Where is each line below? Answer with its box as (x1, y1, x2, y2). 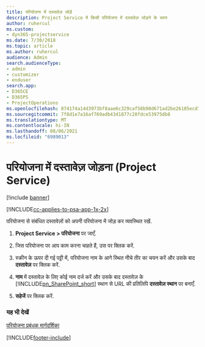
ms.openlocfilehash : (6, 105, 59, 112)
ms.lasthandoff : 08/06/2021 (6, 128, 78, 134)
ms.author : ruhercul (6, 49, 59, 55)
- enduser (6, 77, 32, 83)
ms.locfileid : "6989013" (6, 134, 70, 141)
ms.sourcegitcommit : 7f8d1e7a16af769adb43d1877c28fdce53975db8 (6, 111, 171, 117)
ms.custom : (6, 26, 34, 32)
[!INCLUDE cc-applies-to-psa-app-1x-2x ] (6, 205, 109, 213)
